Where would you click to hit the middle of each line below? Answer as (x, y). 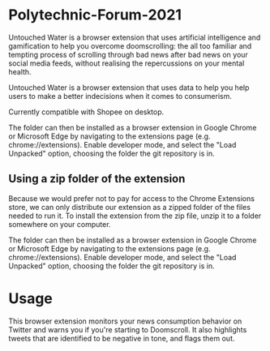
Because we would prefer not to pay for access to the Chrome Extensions (132, 198)
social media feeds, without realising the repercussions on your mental (126, 63)
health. (20, 71)
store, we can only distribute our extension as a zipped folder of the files (130, 207)
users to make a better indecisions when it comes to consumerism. (120, 96)
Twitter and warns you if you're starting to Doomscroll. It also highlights (128, 329)
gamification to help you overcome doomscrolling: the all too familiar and (130, 45)
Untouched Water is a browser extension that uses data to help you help (129, 88)
